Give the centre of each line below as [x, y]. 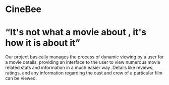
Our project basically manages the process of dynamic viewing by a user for [84, 57]
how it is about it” [43, 43]
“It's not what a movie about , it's [76, 32]
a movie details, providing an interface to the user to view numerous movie [83, 62]
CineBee [23, 9]
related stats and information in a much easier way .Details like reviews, [79, 68]
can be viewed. [21, 78]
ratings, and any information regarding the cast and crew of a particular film [84, 73]
